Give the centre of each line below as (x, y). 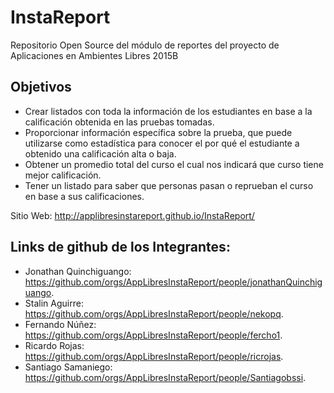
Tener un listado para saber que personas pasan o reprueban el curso (169, 185)
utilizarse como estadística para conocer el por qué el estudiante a (162, 143)
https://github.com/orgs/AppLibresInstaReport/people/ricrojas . (154, 356)
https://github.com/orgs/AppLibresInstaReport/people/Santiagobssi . (165, 377)
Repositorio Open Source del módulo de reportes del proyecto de (145, 45)
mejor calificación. (63, 175)
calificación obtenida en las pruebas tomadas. (119, 122)
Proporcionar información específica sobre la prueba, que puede (158, 132)
